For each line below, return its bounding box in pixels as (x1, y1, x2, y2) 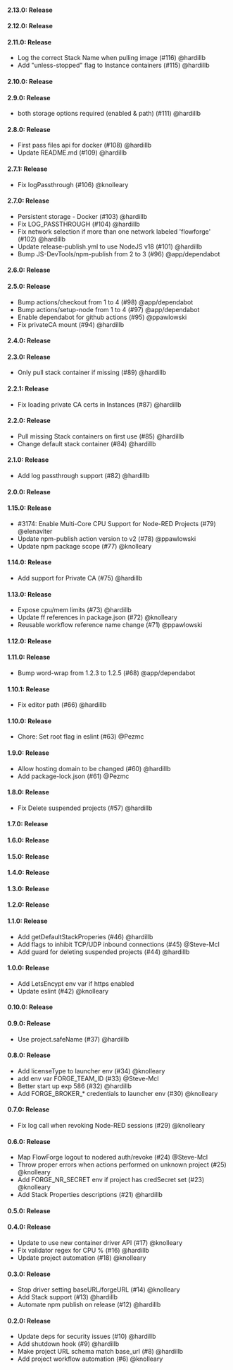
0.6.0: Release (7, 1137, 51, 1145)
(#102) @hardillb (17, 234, 65, 243)
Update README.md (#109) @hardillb (17, 148, 127, 157)
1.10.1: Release (7, 685, 50, 693)
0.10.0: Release (7, 1003, 53, 1011)
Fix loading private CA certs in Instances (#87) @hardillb (17, 400, 182, 409)
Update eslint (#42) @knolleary (17, 987, 109, 995)
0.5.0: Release (7, 1206, 51, 1215)
